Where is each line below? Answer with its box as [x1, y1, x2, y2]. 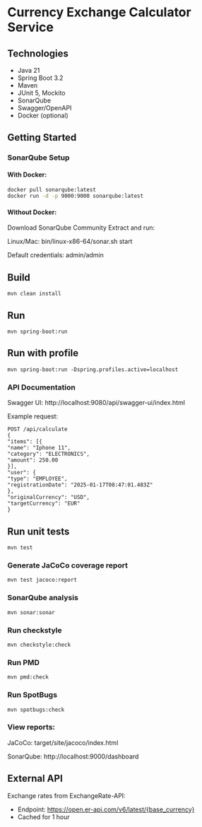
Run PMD [7, 657, 40, 667]
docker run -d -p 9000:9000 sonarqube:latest [7, 192, 143, 200]
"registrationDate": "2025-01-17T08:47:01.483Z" [7, 481, 153, 488]
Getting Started [7, 131, 77, 143]
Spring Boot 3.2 [17, 74, 64, 82]
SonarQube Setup [7, 153, 70, 163]
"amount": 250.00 [7, 457, 59, 464]
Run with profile [7, 347, 79, 359]
